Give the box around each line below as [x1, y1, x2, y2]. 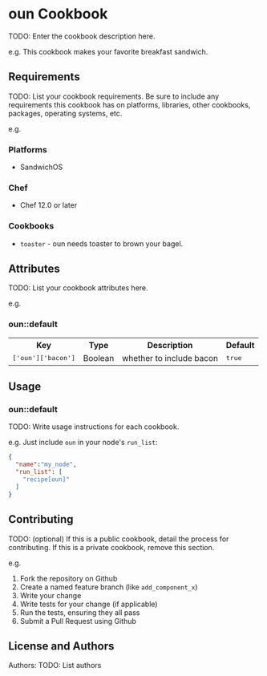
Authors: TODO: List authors [8, 661, 102, 670]
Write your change [19, 590, 82, 600]
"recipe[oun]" [22, 476, 70, 484]
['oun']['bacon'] [12, 354, 76, 362]
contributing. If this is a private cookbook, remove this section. [8, 542, 215, 552]
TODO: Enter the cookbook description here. [8, 31, 156, 41]
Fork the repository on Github [19, 573, 118, 583]
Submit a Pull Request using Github [19, 616, 136, 625]
